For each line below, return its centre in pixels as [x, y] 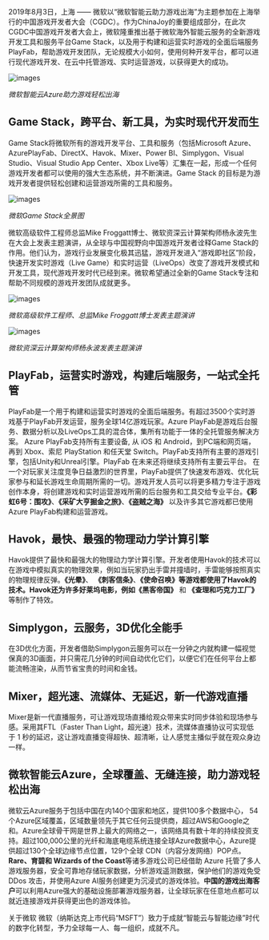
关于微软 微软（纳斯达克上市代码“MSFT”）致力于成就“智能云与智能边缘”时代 [134, 918]
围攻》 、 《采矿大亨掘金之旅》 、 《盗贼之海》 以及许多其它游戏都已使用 [144, 501]
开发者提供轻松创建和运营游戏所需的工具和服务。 [96, 183]
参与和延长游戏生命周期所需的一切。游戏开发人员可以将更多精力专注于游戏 [138, 481]
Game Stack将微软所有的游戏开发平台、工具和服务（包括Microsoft [118, 143]
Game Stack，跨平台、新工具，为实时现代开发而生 [134, 122]
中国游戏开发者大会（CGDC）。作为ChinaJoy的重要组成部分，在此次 [134, 22]
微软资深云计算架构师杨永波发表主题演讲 [75, 348]
